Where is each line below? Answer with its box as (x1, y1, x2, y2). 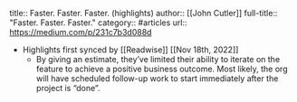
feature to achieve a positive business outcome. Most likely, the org (35, 63, 288, 74)
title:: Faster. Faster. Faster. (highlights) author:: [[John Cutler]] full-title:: (9, 8, 278, 18)
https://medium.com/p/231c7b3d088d (9, 27, 152, 37)
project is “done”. (35, 83, 101, 93)
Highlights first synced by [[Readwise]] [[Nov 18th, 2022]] (22, 44, 239, 55)
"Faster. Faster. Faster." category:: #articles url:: (9, 17, 187, 28)
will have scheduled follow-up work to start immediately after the (35, 73, 279, 84)
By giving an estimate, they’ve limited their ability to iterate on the (35, 54, 281, 64)
